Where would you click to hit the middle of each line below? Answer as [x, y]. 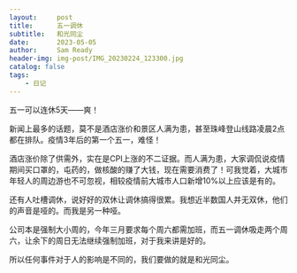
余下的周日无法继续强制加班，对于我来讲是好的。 [121, 240]
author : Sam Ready [51, 51]
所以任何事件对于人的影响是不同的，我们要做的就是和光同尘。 [122, 259]
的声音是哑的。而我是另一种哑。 [67, 210]
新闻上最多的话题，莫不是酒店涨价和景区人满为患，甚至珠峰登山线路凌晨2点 [147, 129]
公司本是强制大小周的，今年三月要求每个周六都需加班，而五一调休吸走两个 [145, 229]
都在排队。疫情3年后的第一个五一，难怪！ [85, 139]
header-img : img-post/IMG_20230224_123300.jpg [96, 58]
